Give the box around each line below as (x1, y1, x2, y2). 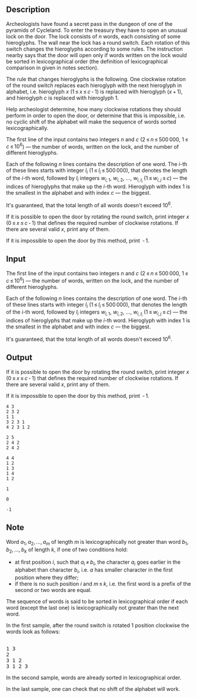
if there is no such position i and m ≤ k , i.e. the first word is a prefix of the (14, 580, 191, 587)
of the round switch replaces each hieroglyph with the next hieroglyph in (6, 82, 182, 89)
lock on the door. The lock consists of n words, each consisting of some (6, 32, 181, 40)
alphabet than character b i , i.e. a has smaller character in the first (14, 566, 173, 574)
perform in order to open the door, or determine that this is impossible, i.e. (6, 112, 186, 119)
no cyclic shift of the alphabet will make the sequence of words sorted (6, 118, 176, 125)
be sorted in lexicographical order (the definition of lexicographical (6, 58, 168, 65)
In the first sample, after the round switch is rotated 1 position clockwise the (6, 621, 189, 629)
